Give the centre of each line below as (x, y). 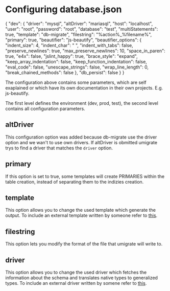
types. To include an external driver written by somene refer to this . (76, 283)
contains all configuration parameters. (45, 108)
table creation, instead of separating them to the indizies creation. (75, 182)
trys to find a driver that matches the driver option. (59, 148)
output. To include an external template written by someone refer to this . (81, 215)
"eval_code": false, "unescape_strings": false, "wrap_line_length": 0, (77, 67)
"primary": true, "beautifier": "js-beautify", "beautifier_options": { (74, 40)
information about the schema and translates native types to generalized (82, 278)
